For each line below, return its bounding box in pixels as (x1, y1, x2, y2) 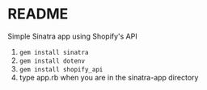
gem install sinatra (19, 48, 89, 56)
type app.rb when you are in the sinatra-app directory (19, 72, 199, 82)
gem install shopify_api (19, 65, 103, 73)
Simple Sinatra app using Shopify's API (7, 31, 138, 41)
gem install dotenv (19, 57, 86, 65)
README (7, 5, 69, 23)
